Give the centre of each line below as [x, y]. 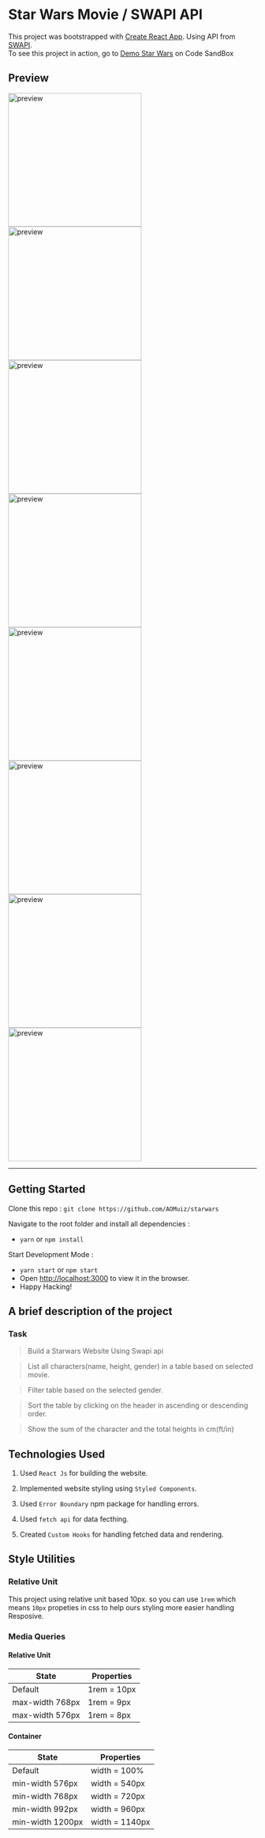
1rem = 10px [112, 1689]
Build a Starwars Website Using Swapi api [95, 1351]
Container [25, 1736]
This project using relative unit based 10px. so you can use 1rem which [122, 1599]
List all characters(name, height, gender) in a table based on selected [140, 1366]
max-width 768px [46, 1702]
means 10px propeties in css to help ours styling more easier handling [121, 1607]
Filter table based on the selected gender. [95, 1390]
